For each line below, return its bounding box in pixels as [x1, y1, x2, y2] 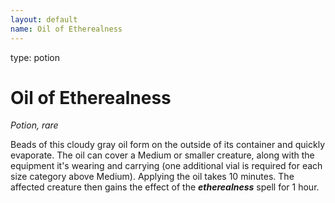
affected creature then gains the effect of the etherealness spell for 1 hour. [10, 181, 320, 193]
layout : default [10, 14, 78, 25]
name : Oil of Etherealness [10, 24, 123, 34]
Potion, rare [10, 119, 59, 131]
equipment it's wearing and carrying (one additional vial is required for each [10, 160, 323, 172]
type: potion [10, 51, 61, 63]
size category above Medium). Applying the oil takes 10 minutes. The [10, 171, 295, 183]
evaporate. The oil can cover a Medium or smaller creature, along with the [10, 149, 315, 161]
